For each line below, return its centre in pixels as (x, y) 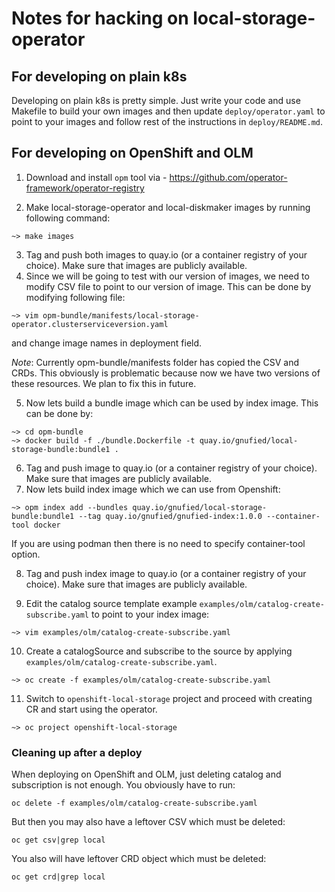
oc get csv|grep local (58, 840)
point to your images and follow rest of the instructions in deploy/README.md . (167, 121)
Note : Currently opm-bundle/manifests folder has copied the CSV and (155, 362)
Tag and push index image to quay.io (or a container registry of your (166, 573)
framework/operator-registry (85, 188)
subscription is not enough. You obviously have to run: (123, 785)
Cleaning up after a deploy (77, 752)
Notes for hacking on (100, 18)
